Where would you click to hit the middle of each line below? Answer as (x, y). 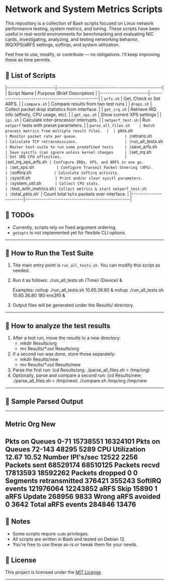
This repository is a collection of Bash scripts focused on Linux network (79, 23)
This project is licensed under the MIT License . (54, 572)
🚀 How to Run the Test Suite (50, 253)
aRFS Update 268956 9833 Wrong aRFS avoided (83, 497)
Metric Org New (30, 424)
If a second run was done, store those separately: (64, 354)
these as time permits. (28, 59)
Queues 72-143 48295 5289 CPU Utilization (75, 449)
